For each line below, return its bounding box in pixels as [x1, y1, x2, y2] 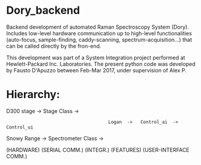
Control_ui [6, 124, 34, 130]
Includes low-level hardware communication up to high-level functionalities [6, 29, 192, 36]
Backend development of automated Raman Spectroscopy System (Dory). [6, 23, 189, 30]
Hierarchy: [6, 88, 60, 102]
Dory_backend [6, 4, 80, 17]
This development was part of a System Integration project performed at [6, 54, 185, 61]
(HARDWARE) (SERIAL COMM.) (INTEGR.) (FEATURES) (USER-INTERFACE [6, 146, 190, 153]
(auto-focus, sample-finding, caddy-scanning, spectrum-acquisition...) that [6, 36, 193, 43]
